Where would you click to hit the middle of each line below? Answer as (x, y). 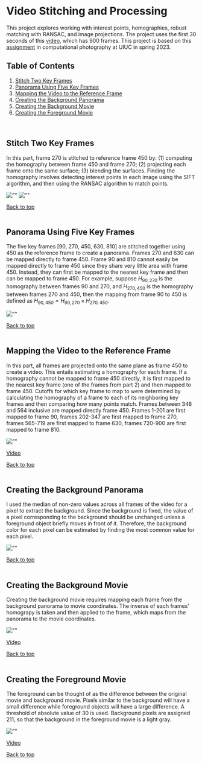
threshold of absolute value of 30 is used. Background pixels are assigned (98, 713)
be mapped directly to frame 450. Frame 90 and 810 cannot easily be (92, 259)
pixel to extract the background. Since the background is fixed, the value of (100, 511)
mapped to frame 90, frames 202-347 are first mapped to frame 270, (92, 417)
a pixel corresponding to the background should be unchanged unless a (96, 517)
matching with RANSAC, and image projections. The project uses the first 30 (101, 34)
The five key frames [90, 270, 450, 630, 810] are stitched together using (96, 247)
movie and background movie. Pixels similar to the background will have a (98, 700)
